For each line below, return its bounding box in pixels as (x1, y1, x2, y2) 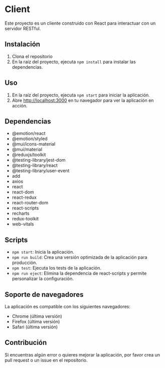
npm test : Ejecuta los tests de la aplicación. (12, 265, 101, 271)
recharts (12, 210, 30, 216)
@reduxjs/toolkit (12, 152, 46, 158)
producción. (12, 260, 37, 266)
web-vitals (12, 221, 34, 227)
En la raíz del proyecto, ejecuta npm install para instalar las (12, 59, 136, 65)
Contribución (5, 338, 47, 347)
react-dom (12, 189, 34, 195)
